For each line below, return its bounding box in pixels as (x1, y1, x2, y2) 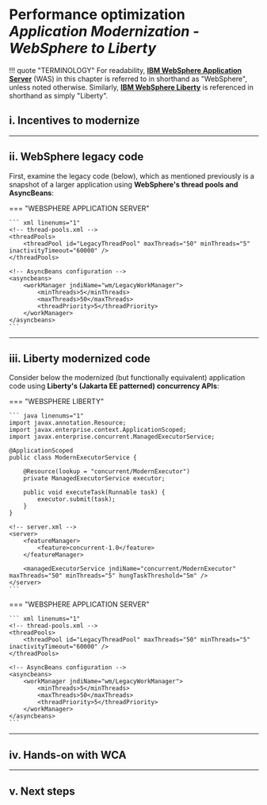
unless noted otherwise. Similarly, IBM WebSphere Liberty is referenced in (9, 82, 254, 92)
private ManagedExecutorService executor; (23, 475, 166, 483)
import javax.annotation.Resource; (9, 419, 127, 427)
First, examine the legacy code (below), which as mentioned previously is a (9, 171, 254, 180)
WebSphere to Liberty (9, 40, 157, 57)
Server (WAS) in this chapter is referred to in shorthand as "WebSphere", (9, 74, 248, 83)
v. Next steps (9, 784, 76, 798)
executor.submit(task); (37, 495, 116, 503)
